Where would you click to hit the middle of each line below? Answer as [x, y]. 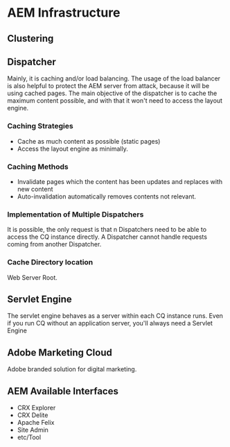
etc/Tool [29, 437]
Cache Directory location [50, 262]
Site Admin [33, 430]
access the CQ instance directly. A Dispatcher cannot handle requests [107, 237]
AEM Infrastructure [64, 13]
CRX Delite [33, 415]
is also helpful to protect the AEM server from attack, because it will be [108, 86]
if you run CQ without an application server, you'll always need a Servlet [110, 323]
